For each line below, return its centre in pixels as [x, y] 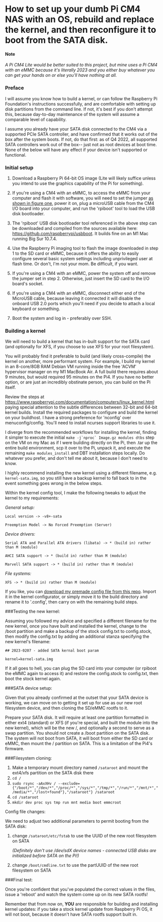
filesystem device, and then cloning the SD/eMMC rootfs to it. [67, 708]
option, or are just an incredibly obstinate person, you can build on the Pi [78, 382]
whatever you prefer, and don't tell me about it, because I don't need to [76, 458]
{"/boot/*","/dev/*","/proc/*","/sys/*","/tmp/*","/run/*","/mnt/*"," [85, 788]
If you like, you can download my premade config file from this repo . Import [81, 592]
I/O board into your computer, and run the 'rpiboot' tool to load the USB [83, 208]
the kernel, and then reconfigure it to [81, 30]
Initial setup [19, 167]
